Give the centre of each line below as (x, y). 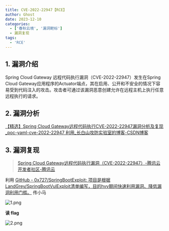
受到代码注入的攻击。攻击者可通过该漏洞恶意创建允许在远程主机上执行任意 (87, 90)
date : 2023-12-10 (23, 19)
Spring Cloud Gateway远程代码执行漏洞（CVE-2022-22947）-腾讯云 (89, 163)
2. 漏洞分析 (22, 113)
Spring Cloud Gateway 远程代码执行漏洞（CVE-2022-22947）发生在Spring (83, 77)
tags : (11, 38)
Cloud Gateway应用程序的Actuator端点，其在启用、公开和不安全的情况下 (80, 83)
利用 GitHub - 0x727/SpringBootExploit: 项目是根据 (58, 180)
